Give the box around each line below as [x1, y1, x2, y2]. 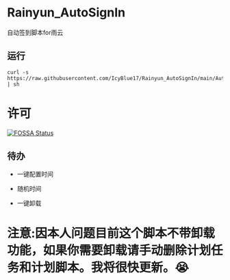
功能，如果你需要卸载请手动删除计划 [7, 242, 212, 258]
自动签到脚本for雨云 [7, 28, 64, 36]
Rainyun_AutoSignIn [7, 5, 125, 21]
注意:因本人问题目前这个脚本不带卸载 [7, 225, 216, 241]
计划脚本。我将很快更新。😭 [31, 259, 190, 275]
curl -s [7, 68, 29, 76]
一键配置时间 [16, 170, 53, 178]
